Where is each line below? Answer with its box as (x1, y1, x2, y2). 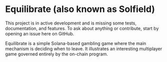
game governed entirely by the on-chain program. (5, 51, 108, 57)
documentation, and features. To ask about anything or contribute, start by (5, 25, 159, 31)
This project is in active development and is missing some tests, (5, 20, 136, 26)
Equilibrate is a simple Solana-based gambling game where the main (5, 40, 146, 46)
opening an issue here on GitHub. (5, 30, 74, 36)
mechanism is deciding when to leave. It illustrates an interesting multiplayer (5, 45, 162, 51)
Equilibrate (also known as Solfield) (5, 3, 155, 15)
